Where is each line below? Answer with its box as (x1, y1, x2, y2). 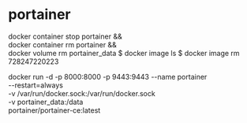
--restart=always (8, 80, 63, 90)
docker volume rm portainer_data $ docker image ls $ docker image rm (8, 48, 240, 58)
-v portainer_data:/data (8, 97, 84, 106)
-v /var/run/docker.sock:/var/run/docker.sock (8, 88, 155, 98)
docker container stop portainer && (8, 32, 122, 41)
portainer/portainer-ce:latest (8, 105, 101, 115)
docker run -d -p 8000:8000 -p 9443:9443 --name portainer (8, 72, 208, 81)
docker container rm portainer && (8, 39, 117, 49)
